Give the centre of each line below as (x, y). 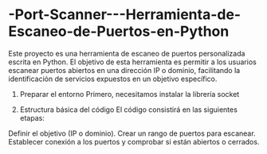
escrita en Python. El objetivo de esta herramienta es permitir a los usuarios (132, 62)
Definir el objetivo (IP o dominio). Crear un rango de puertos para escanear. (132, 133)
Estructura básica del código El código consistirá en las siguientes (128, 110)
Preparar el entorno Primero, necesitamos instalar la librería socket (130, 94)
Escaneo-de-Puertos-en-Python (119, 31)
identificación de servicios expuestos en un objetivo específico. (113, 79)
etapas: (32, 117)
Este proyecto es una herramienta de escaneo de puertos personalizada (127, 53)
